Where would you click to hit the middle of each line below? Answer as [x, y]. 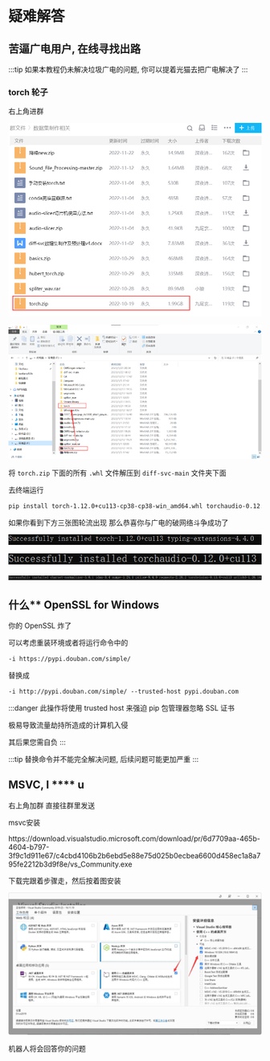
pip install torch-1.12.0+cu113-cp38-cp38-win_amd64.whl [106, 506]
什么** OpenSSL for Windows [84, 605]
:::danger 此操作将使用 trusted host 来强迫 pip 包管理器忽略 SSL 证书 [122, 707]
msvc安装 [25, 822]
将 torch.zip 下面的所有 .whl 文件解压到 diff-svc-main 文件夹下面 [117, 473]
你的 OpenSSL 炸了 [40, 626]
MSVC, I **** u [46, 785]
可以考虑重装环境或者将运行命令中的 [68, 643]
